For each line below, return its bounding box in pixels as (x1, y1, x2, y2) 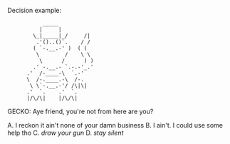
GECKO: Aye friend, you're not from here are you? (7, 107, 154, 115)
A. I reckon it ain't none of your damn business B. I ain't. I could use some (7, 121, 223, 129)
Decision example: (7, 6, 62, 14)
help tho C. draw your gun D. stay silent (7, 128, 124, 137)
